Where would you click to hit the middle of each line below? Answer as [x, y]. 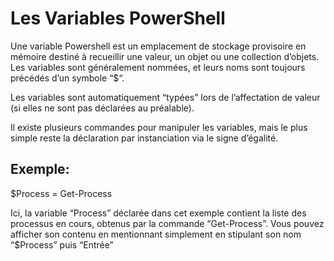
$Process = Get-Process [61, 193]
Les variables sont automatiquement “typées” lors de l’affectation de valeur [165, 97]
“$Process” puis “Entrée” [62, 244]
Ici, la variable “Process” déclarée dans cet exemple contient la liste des [158, 213]
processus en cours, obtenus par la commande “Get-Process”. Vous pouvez [167, 223]
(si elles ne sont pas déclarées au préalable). [102, 108]
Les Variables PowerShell [118, 18]
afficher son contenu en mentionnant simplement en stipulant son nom [156, 234]
